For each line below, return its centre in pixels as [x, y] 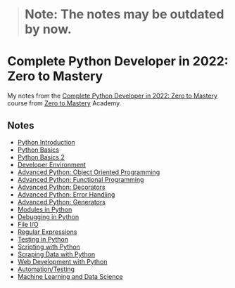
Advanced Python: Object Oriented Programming [89, 172]
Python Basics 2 [41, 157]
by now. [48, 29]
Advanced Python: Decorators [61, 187]
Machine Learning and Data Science [70, 276]
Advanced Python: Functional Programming [81, 179]
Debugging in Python [48, 216]
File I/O [28, 224]
